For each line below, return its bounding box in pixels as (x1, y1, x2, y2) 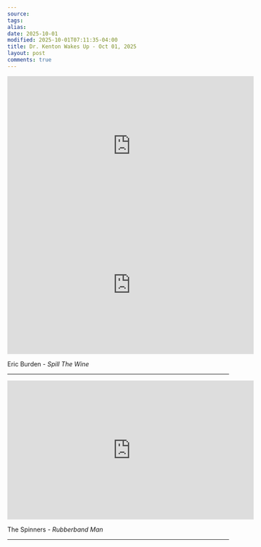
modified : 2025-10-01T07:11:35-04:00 (7, 37, 118, 44)
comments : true (7, 56, 52, 64)
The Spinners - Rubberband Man (7, 525, 103, 534)
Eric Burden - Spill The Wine (7, 359, 89, 368)
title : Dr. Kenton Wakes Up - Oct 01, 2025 (7, 43, 137, 50)
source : (7, 10, 30, 18)
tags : (7, 17, 23, 24)
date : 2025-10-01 (7, 30, 58, 37)
